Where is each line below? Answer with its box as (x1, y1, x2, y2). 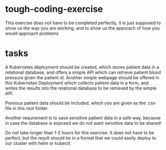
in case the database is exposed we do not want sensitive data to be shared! (5, 120, 162, 126)
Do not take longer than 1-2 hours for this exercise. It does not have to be (5, 130, 155, 136)
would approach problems (5, 30, 59, 36)
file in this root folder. (5, 105, 49, 111)
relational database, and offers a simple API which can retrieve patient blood (5, 69, 161, 75)
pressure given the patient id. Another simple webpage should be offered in (5, 74, 160, 80)
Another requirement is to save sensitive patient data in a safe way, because (5, 115, 161, 121)
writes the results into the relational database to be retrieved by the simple (5, 85, 157, 91)
